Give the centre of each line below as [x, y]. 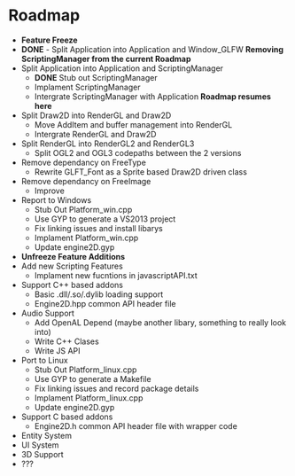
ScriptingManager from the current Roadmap [106, 59]
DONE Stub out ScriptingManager [96, 77]
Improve [50, 191]
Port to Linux [44, 360]
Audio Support [47, 313]
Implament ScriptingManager [87, 87]
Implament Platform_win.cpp [86, 238]
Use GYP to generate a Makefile [93, 378]
